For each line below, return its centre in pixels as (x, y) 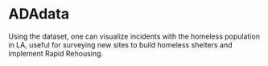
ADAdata (39, 14)
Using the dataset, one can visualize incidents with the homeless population (134, 36)
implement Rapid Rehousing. (56, 53)
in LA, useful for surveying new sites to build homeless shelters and (120, 44)
